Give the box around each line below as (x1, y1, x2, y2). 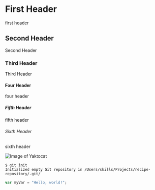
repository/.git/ (5, 172, 41, 177)
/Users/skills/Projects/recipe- (84, 167, 151, 172)
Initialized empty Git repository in (5, 167, 83, 172)
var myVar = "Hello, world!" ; (5, 180, 67, 185)
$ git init (5, 163, 28, 168)
